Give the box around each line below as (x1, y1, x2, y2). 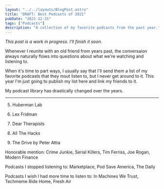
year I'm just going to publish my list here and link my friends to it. (5, 79, 138, 84)
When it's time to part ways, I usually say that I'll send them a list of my (5, 68, 148, 74)
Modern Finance (5, 154, 38, 160)
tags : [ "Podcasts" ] (5, 21, 45, 26)
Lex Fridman (12, 111, 38, 117)
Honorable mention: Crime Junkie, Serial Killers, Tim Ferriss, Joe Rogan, (5, 149, 150, 155)
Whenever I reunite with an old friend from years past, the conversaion (5, 48, 147, 54)
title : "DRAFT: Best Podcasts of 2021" (5, 12, 86, 17)
